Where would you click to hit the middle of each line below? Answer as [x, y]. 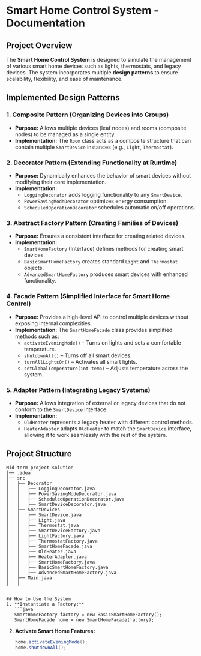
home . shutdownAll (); [40, 648]
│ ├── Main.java [29, 578]
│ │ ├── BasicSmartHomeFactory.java [58, 567]
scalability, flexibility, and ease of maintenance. [64, 79]
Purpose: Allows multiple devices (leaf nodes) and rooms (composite [100, 128]
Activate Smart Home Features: [55, 631]
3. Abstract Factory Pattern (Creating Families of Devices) [92, 223]
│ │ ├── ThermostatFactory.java [52, 541]
